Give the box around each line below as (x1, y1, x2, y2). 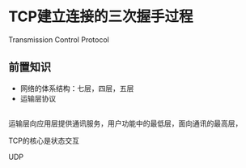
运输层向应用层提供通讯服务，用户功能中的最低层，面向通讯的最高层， (8, 118, 243, 128)
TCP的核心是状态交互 (8, 136, 79, 146)
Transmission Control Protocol (8, 34, 109, 45)
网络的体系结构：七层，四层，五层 (19, 83, 134, 93)
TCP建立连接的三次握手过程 (8, 7, 193, 26)
